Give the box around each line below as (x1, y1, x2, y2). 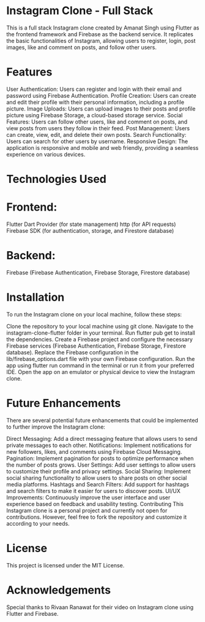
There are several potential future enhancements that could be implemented (6, 416, 199, 424)
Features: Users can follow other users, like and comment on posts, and (6, 118, 188, 125)
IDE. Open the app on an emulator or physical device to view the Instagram (6, 368, 195, 375)
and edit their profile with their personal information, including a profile (6, 98, 185, 106)
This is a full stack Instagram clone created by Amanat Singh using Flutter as (6, 24, 199, 31)
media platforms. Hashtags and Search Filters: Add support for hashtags (6, 480, 190, 488)
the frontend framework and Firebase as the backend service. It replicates (6, 30, 194, 37)
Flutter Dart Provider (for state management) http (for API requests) (6, 220, 176, 228)
